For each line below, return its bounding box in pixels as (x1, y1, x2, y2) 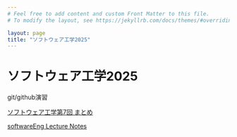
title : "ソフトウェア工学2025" (7, 36, 91, 43)
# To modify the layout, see (7, 17, 93, 24)
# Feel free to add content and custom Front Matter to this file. (7, 10, 210, 18)
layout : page (7, 30, 46, 37)
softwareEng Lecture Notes (7, 122, 87, 131)
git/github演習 (7, 93, 48, 102)
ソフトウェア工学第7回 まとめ (7, 108, 93, 117)
